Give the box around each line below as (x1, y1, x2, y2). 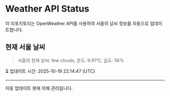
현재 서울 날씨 (5, 43, 46, 52)
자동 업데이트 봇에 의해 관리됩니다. (5, 85, 73, 91)
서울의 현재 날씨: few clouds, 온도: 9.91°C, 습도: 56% (17, 57, 124, 63)
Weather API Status (5, 3, 90, 15)
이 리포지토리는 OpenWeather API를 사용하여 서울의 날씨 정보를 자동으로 (5, 20, 149, 26)
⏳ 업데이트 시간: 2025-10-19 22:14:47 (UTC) (5, 68, 95, 74)
